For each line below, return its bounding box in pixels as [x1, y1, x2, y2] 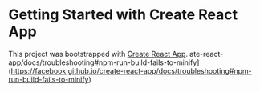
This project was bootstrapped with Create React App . [8, 49, 189, 58]
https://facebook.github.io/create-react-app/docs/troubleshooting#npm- [10, 66, 252, 75]
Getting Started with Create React [8, 6, 238, 24]
